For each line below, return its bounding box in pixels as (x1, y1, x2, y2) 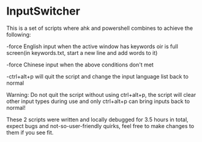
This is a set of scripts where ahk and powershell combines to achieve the (6, 24, 193, 32)
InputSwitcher (6, 4, 81, 18)
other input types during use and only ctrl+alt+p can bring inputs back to (6, 98, 190, 105)
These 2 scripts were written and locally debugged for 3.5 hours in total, (6, 116, 189, 123)
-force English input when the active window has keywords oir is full (6, 43, 179, 50)
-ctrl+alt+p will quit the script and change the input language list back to (6, 73, 189, 80)
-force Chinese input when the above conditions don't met (6, 61, 154, 68)
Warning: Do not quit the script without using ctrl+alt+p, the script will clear (6, 91, 196, 98)
